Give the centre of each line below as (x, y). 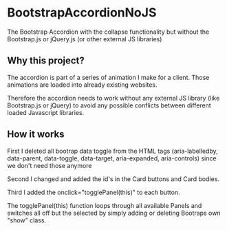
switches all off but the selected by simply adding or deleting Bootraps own (114, 213)
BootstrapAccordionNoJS (82, 13)
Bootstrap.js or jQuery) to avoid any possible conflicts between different (109, 105)
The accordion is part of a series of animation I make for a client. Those (108, 77)
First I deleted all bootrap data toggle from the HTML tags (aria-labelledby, (112, 151)
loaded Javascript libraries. (46, 112)
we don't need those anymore (50, 165)
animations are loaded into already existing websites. (82, 85)
